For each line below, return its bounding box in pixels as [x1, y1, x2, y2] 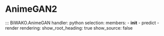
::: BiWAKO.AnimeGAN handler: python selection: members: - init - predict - [5, 20, 160, 26]
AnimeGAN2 [5, 3, 58, 15]
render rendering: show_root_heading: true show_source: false [5, 25, 133, 31]
